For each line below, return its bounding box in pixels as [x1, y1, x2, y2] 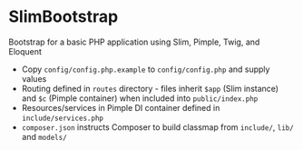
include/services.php [21, 114, 103, 123]
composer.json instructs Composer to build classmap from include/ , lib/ [21, 121, 294, 133]
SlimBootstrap [8, 6, 119, 27]
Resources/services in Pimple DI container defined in [21, 102, 220, 113]
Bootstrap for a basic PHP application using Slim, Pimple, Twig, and [8, 36, 260, 47]
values [21, 73, 47, 84]
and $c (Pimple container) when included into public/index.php [21, 93, 259, 104]
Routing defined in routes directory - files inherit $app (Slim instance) [21, 83, 279, 94]
